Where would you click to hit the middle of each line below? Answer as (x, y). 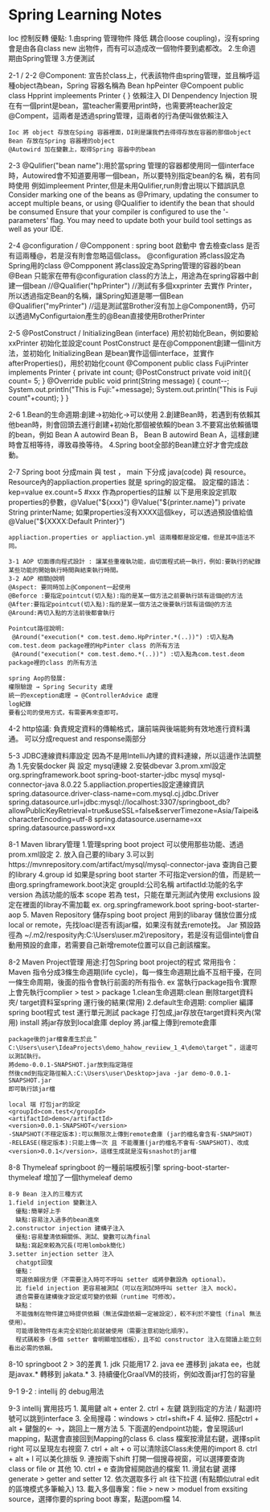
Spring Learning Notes (85, 15)
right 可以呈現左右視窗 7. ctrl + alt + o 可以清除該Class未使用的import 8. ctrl (133, 1448)
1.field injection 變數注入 (53, 1202)
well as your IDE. (36, 229)
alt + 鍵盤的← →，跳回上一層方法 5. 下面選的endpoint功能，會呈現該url (126, 1428)
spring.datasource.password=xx (62, 828)
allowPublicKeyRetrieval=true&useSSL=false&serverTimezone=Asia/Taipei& (133, 810)
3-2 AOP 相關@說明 (37, 578)
